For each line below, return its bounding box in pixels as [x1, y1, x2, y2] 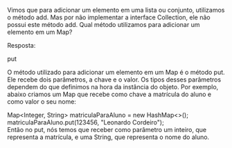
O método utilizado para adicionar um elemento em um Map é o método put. [7, 68, 225, 76]
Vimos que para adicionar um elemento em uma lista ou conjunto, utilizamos [7, 6, 225, 14]
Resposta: [7, 41, 36, 49]
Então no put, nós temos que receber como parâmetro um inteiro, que [7, 126, 206, 133]
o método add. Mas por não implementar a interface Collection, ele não [7, 13, 211, 21]
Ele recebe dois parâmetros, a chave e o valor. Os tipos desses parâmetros [7, 75, 222, 84]
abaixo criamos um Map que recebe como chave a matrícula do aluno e [7, 90, 212, 98]
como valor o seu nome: [7, 98, 76, 106]
